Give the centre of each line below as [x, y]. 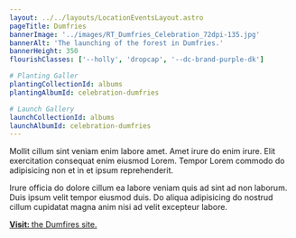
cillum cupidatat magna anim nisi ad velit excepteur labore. [119, 207]
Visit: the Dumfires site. [53, 224]
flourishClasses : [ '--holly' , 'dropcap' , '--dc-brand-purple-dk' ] [137, 59]
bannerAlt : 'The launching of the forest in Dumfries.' [116, 43]
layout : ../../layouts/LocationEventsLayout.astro [106, 18]
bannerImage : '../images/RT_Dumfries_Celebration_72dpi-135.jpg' [134, 34]
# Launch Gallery [42, 109]
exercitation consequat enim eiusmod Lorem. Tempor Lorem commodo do [147, 161]
